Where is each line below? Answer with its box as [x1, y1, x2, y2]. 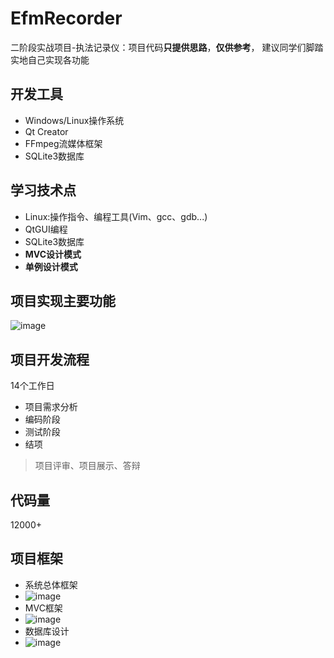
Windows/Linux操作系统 [24, 114, 125, 126]
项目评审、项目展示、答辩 [34, 460, 141, 472]
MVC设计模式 [24, 248, 82, 260]
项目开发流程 [10, 351, 90, 368]
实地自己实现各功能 [10, 53, 90, 66]
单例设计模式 [24, 260, 78, 272]
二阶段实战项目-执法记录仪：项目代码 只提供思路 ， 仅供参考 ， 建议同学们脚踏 [10, 41, 324, 53]
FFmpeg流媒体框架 [24, 137, 103, 149]
